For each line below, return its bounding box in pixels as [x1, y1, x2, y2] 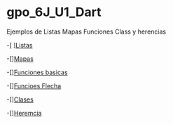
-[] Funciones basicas [6, 68, 68, 76]
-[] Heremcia [6, 109, 42, 117]
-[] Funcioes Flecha [6, 81, 62, 90]
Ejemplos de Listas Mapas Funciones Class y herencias [6, 27, 166, 36]
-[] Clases [6, 95, 34, 104]
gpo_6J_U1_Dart [6, 4, 102, 20]
